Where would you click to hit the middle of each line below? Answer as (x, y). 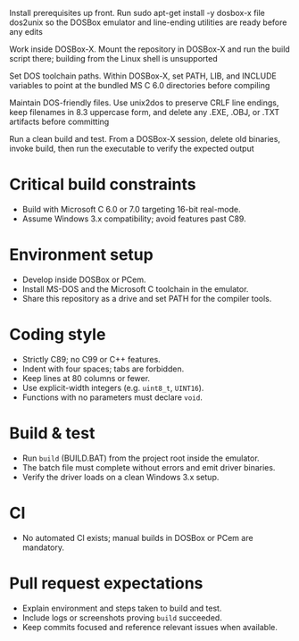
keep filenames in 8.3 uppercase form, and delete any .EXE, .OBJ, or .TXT (144, 112)
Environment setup (81, 255)
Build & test (52, 433)
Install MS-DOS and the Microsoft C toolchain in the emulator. (135, 288)
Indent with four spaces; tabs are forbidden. (103, 369)
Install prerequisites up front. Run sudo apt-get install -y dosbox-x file (137, 13)
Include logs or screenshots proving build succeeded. (122, 617)
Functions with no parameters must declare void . (112, 397)
